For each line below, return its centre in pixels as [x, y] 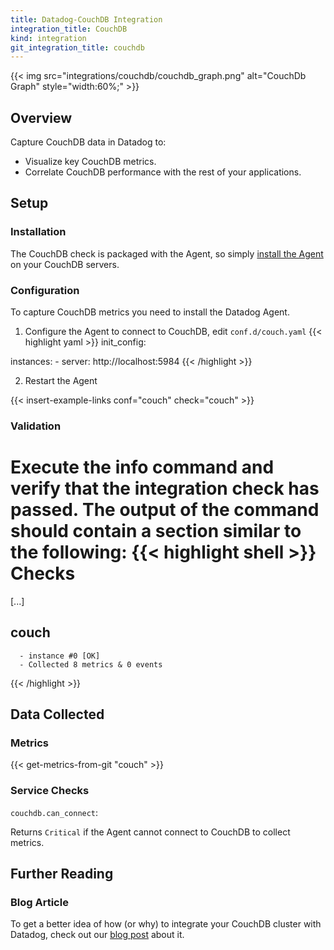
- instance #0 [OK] [60, 656]
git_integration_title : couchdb [77, 47]
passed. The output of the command [165, 510]
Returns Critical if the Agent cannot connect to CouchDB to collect [150, 832]
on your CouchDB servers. [65, 264]
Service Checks [50, 791]
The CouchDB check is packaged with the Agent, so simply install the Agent [167, 253]
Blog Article [39, 903]
